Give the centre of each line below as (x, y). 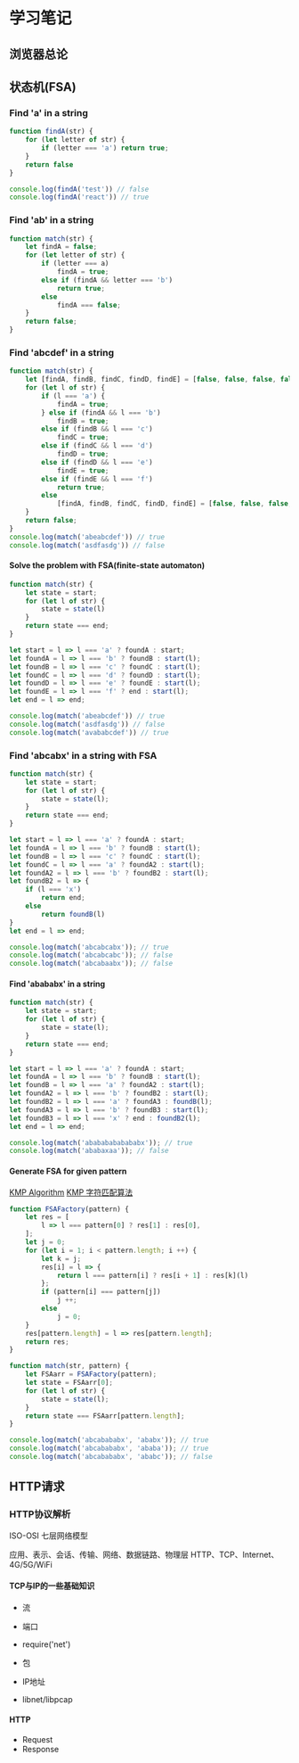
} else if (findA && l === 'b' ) (101, 412)
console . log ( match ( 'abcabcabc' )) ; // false (91, 955)
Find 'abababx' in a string (57, 984)
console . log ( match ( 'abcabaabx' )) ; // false (91, 964)
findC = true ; (83, 438)
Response (40, 1749)
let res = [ (47, 1217)
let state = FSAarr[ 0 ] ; (69, 1383)
